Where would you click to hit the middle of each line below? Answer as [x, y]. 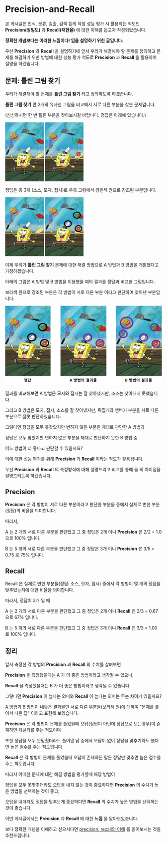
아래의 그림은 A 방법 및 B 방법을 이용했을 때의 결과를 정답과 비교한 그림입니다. [80, 281]
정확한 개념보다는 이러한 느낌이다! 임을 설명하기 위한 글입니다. [64, 40]
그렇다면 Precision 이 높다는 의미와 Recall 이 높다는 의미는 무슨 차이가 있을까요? [83, 696]
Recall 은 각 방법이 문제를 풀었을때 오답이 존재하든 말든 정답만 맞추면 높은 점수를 [83, 757]
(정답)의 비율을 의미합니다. [31, 511]
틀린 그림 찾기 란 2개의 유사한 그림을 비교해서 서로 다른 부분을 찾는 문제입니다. [80, 104]
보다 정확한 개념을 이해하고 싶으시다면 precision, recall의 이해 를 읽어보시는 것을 [83, 829]
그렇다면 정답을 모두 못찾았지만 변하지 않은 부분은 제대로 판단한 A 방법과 [75, 427]
